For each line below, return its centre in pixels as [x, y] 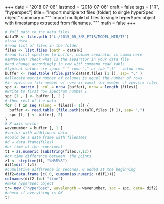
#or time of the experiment [34, 147]
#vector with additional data [36, 133]
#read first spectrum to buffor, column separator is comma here [74, 55]
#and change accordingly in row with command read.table [65, 64]
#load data [16, 41]
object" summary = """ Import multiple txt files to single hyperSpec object [80, 18]
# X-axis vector [22, 124]
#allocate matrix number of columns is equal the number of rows [74, 78]
